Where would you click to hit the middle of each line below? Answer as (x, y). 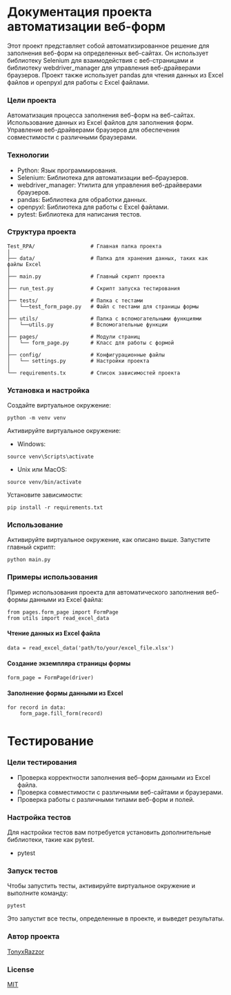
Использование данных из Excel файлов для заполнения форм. (100, 123)
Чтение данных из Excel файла (54, 633)
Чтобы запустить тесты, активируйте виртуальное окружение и (101, 886)
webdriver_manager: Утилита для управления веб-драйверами (109, 185)
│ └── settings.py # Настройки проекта (78, 361)
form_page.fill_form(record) (61, 714)
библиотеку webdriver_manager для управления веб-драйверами (104, 68)
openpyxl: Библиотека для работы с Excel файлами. (93, 207)
